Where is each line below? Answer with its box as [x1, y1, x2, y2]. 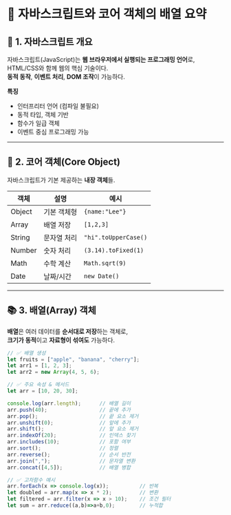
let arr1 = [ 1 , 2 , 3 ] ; [7, 362, 72, 369]
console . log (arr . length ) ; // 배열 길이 [7, 400, 131, 407]
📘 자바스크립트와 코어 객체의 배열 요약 [7, 6, 207, 22]
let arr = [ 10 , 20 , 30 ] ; [7, 388, 78, 395]
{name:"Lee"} [83, 207, 126, 216]
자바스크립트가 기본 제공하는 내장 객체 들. [7, 176, 115, 184]
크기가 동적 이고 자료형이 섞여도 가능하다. [7, 335, 115, 344]
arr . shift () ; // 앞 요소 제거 [7, 425, 139, 432]
